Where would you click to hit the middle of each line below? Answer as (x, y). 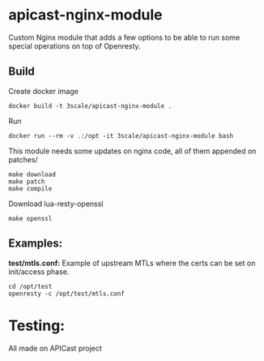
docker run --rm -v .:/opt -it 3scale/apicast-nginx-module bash (121, 135)
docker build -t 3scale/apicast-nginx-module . (90, 106)
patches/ (23, 159)
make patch (27, 181)
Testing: (37, 325)
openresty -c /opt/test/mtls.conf (67, 294)
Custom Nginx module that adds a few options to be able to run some (124, 37)
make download (32, 174)
